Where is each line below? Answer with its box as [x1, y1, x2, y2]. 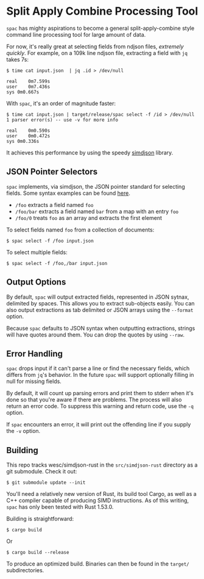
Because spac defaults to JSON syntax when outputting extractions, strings [6, 324, 195, 332]
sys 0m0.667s [6, 89, 40, 95]
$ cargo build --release [6, 550, 69, 556]
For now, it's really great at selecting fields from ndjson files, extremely [6, 43, 184, 50]
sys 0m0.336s [6, 138, 40, 144]
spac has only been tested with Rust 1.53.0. [6, 503, 114, 511]
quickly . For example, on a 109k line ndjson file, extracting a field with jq [6, 49, 188, 56]
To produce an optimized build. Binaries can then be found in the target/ [6, 560, 190, 567]
